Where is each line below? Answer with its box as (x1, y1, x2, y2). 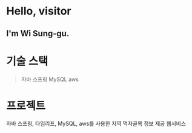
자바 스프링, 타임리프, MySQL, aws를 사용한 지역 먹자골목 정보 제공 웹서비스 (6, 120, 187, 128)
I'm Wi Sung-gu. (6, 28, 70, 39)
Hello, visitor (6, 4, 71, 18)
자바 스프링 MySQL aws (21, 76, 79, 83)
